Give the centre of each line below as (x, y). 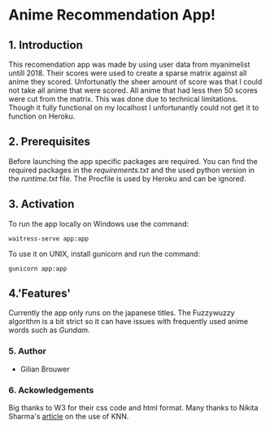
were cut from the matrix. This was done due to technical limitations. (123, 99)
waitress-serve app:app (49, 238)
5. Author (27, 351)
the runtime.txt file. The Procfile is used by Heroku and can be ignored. (127, 178)
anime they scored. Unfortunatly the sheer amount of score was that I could (135, 82)
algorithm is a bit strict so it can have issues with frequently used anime (128, 322)
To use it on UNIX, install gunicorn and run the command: (105, 253)
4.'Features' (40, 294)
